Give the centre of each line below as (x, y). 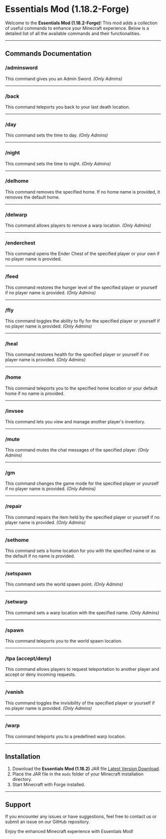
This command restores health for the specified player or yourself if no (77, 355)
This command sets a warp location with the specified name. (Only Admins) (82, 613)
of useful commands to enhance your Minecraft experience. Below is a (77, 28)
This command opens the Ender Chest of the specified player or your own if (82, 254)
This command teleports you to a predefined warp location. (65, 736)
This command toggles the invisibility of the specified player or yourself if (80, 703)
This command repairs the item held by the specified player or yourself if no (82, 517)
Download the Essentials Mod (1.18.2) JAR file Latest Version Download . (86, 769)
